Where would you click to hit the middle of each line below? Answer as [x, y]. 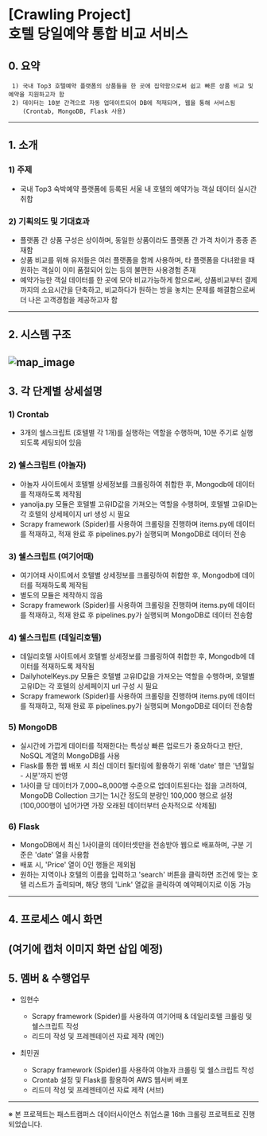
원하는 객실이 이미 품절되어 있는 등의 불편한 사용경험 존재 [108, 270]
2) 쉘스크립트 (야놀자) [47, 465]
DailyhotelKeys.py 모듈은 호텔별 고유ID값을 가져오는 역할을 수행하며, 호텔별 [137, 676]
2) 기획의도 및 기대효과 [49, 221]
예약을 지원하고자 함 [37, 95]
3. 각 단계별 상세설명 [55, 391]
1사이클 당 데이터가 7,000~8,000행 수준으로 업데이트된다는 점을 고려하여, [133, 785]
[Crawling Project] [70, 15]
